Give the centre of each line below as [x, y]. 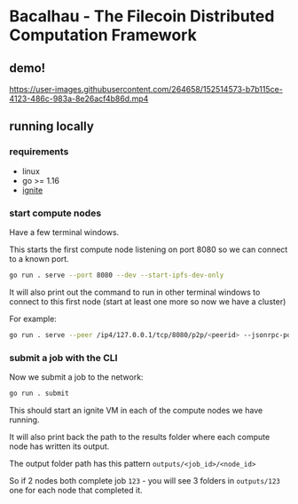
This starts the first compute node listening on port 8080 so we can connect [149, 249]
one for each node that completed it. [76, 490]
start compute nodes [55, 213]
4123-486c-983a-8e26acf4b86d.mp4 [79, 98]
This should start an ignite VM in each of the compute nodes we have [136, 410]
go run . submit [39, 394]
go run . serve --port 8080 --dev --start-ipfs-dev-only [117, 275]
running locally [52, 126]
